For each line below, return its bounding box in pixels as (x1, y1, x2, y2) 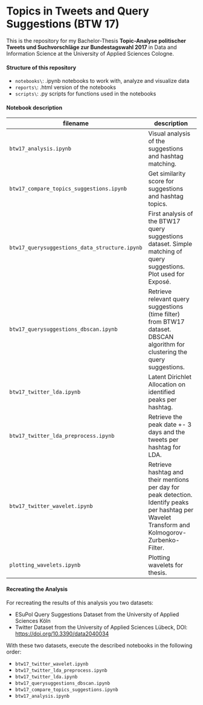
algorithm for (147, 340, 185, 349)
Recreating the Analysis (6, 585, 68, 593)
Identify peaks (147, 498, 189, 507)
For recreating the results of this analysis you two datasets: (6, 599, 154, 606)
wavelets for (147, 561, 183, 570)
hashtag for (147, 443, 181, 452)
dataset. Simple (147, 240, 192, 249)
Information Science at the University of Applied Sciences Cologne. (6, 50, 174, 57)
